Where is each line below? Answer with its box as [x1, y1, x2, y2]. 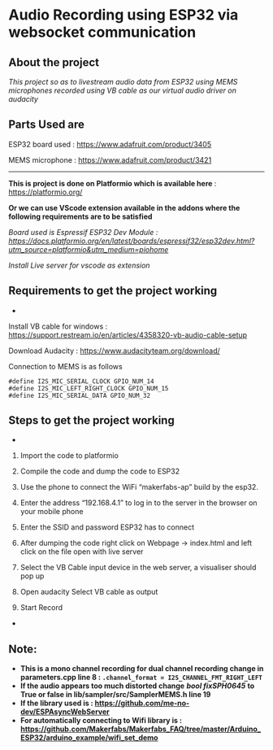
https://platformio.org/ [8, 187, 83, 197]
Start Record [19, 603, 63, 613]
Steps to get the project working [8, 413, 175, 428]
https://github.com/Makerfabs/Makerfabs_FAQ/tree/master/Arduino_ [19, 724, 262, 734]
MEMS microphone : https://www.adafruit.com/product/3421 [8, 155, 212, 164]
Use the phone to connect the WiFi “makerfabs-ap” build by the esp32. [19, 482, 258, 492]
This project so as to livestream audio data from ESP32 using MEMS [8, 77, 238, 86]
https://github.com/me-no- [94, 698, 190, 709]
